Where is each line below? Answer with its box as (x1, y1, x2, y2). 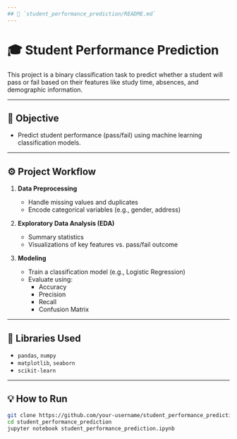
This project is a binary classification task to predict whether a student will (7, 70, 224, 78)
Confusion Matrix (38, 305, 90, 314)
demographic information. (7, 85, 83, 94)
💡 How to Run (7, 393, 68, 405)
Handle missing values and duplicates (28, 198, 139, 207)
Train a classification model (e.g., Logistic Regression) (28, 267, 186, 276)
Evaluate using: (28, 275, 73, 284)
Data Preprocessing (17, 184, 78, 193)
